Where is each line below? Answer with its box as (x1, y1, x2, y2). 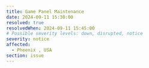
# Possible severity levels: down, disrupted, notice (6, 31, 144, 37)
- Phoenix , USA (11, 47, 52, 53)
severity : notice (6, 36, 50, 42)
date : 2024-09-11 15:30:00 (6, 14, 74, 20)
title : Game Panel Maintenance (6, 8, 84, 15)
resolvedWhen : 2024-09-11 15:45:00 (6, 25, 95, 31)
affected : (6, 42, 31, 48)
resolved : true (6, 20, 44, 25)
